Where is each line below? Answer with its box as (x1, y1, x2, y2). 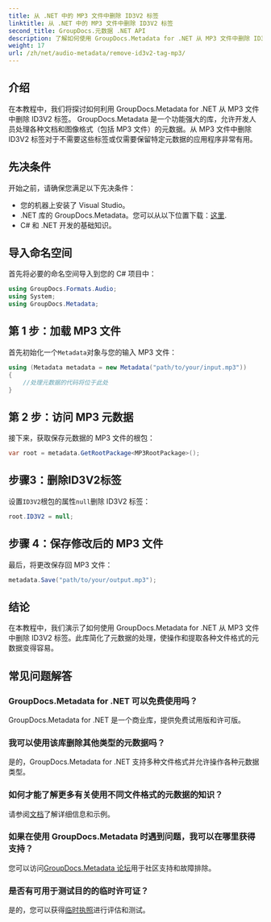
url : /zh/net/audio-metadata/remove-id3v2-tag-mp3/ (8, 49, 186, 57)
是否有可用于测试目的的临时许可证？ (8, 885, 149, 896)
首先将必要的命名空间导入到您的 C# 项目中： (8, 269, 156, 279)
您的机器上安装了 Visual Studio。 (19, 200, 130, 210)
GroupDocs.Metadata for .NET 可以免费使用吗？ (8, 695, 198, 706)
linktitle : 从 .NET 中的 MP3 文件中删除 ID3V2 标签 (8, 19, 173, 27)
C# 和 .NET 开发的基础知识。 (19, 220, 116, 230)
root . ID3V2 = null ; (8, 513, 74, 521)
